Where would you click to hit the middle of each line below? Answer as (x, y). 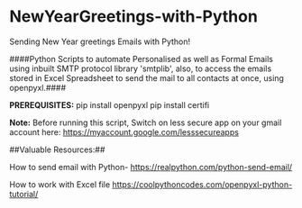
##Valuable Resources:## (57, 149)
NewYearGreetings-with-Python (134, 17)
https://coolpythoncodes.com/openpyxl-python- (202, 184)
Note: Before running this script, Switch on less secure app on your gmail (146, 122)
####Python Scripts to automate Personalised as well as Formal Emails (141, 59)
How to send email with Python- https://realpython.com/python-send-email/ (151, 167)
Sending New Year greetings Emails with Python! (100, 41)
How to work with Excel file (60, 184)
